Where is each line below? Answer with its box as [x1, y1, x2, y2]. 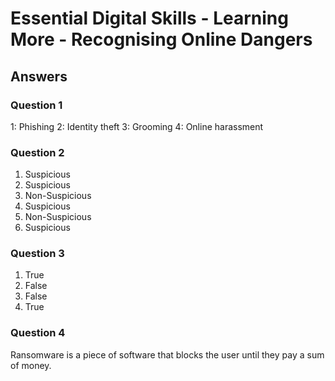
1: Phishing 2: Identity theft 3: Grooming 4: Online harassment [10, 120, 264, 132]
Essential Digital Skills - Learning [10, 7, 289, 30]
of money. [10, 359, 52, 371]
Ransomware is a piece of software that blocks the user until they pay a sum [10, 348, 325, 361]
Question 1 [10, 98, 63, 112]
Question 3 [10, 247, 65, 261]
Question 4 [10, 326, 66, 340]
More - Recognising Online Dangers [10, 28, 313, 51]
